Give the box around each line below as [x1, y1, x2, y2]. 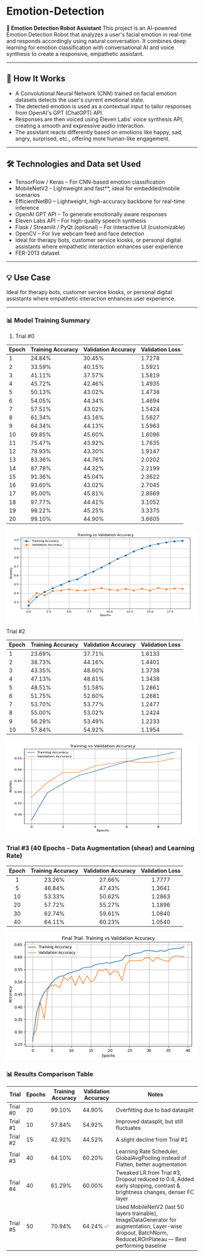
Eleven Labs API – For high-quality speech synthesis [15, 217, 147, 224]
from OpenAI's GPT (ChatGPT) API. [15, 109, 104, 116]
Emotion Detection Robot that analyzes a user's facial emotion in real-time [6, 30, 192, 38]
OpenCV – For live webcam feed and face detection [15, 230, 144, 237]
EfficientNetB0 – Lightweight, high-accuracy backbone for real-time [15, 198, 185, 205]
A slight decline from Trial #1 [115, 1136, 188, 1143]
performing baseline [115, 1242, 167, 1250]
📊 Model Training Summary [6, 316, 90, 325]
